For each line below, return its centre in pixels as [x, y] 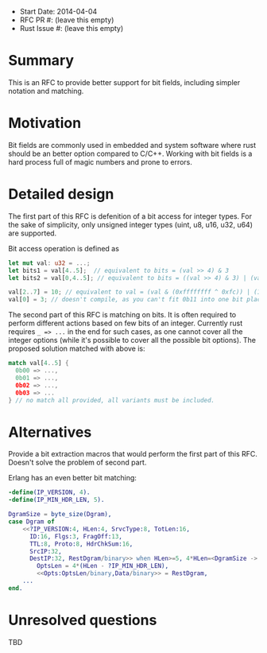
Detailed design [61, 194]
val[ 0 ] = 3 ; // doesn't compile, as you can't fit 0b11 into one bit [126, 300]
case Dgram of [32, 522]
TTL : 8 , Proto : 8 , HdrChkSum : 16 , [81, 544]
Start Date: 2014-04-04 [58, 12]
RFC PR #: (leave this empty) [67, 20]
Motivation [45, 123]
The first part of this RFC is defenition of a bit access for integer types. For [130, 216]
